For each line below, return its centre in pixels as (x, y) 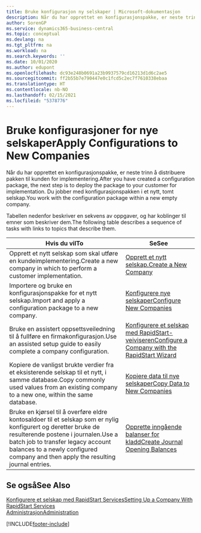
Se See (159, 243)
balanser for (142, 434)
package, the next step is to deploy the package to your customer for (92, 185)
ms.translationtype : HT (36, 84)
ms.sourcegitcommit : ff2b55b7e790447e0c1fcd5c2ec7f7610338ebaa (87, 78)
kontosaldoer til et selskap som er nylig (64, 419)
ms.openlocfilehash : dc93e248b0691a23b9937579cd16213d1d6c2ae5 (87, 73)
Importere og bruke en (41, 285)
